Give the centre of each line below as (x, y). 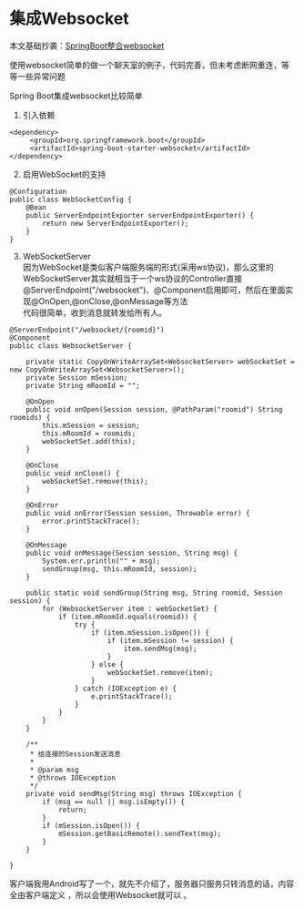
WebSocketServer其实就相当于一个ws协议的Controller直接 (132, 278)
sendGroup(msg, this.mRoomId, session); (120, 569)
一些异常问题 (41, 76)
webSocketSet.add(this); (89, 441)
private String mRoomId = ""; (83, 385)
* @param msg (54, 770)
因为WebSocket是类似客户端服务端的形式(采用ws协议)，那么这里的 (148, 267)
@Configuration (38, 191)
